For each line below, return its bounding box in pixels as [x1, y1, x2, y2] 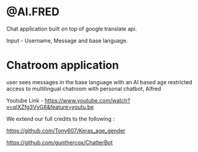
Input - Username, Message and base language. [6, 37, 128, 44]
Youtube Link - [6, 96, 44, 104]
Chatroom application [6, 59, 119, 72]
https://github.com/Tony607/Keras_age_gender [6, 127, 126, 134]
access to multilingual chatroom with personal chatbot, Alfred [6, 85, 161, 92]
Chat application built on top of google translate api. [6, 25, 137, 32]
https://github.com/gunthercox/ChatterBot [6, 139, 113, 146]
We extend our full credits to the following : [6, 115, 115, 122]
